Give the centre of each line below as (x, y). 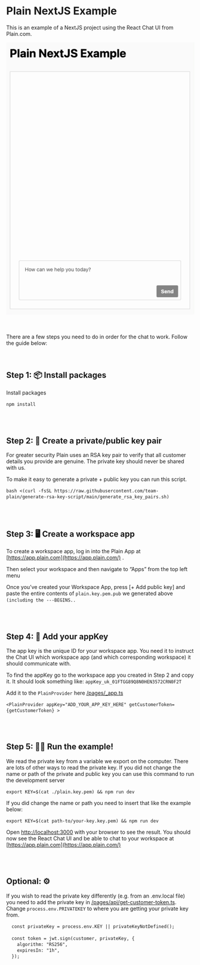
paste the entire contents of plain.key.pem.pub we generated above (90, 594)
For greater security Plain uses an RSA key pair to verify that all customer (96, 455)
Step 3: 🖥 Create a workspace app (71, 534)
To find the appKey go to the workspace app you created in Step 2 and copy (100, 675)
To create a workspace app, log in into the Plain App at (73, 551)
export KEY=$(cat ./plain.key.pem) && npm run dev (70, 792)
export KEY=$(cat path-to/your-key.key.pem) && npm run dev (83, 821)
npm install (21, 404)
